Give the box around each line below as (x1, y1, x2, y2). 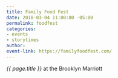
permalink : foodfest (6, 20, 59, 26)
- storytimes (6, 37, 39, 43)
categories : (6, 25, 36, 32)
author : (6, 43, 26, 49)
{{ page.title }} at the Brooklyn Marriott (6, 65, 103, 72)
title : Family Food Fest (6, 8, 69, 15)
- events (6, 31, 28, 37)
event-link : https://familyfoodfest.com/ (6, 48, 113, 54)
